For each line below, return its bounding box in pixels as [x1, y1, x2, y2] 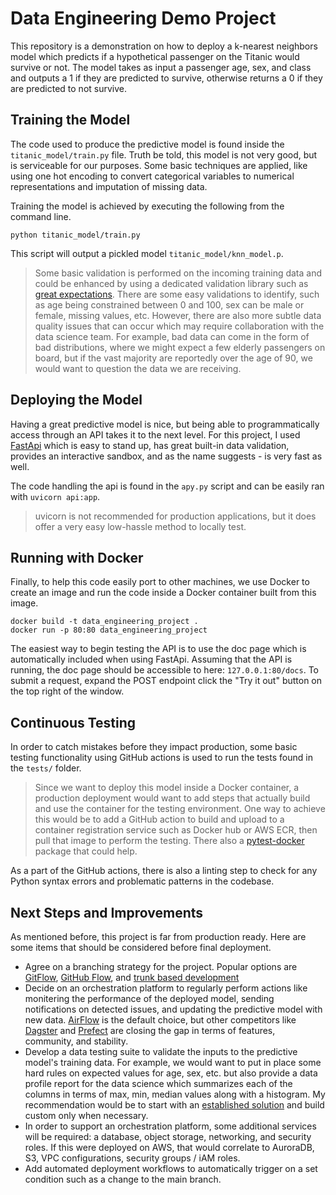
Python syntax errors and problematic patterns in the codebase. [10, 875, 275, 887]
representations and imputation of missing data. [10, 180, 208, 192]
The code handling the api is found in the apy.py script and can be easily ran [10, 480, 325, 492]
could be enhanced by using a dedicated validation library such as [34, 277, 309, 289]
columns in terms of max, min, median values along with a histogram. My [24, 1088, 326, 1100]
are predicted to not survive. [10, 82, 128, 94]
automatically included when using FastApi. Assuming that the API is [10, 653, 293, 666]
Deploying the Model [10, 392, 143, 409]
